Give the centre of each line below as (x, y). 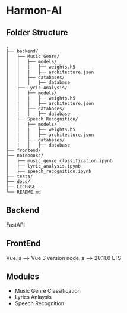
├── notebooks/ (25, 156)
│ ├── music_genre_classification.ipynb (59, 161)
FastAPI (16, 225)
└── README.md (24, 192)
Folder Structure (37, 32)
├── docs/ (18, 182)
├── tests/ (20, 176)
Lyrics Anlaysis (33, 297)
